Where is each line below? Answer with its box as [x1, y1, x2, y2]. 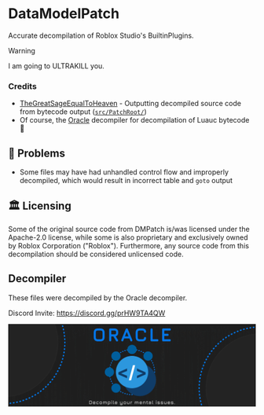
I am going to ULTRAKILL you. [8, 61, 104, 71]
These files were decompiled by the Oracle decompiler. [8, 292, 188, 303]
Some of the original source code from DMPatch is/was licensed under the [8, 224, 250, 233]
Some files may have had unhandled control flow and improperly [19, 167, 229, 177]
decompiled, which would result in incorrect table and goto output [19, 176, 233, 185]
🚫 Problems [8, 146, 65, 160]
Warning [8, 46, 35, 55]
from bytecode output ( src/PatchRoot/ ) [19, 107, 147, 116]
